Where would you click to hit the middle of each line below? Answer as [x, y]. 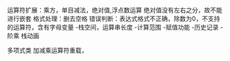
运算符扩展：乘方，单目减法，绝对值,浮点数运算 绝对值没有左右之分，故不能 [115, 10]
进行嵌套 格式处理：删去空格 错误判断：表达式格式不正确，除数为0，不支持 [114, 19]
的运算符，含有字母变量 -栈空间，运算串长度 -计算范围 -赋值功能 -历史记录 [113, 27]
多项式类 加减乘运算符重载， [47, 50]
